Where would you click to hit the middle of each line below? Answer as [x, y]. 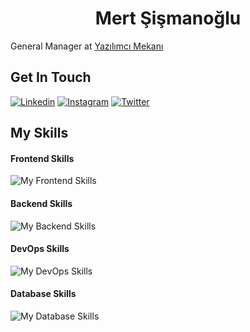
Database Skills [43, 294]
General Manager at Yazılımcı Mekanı [87, 46]
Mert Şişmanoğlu [168, 18]
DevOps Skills [40, 249]
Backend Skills [41, 203]
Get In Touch [51, 77]
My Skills [39, 133]
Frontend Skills [42, 158]
